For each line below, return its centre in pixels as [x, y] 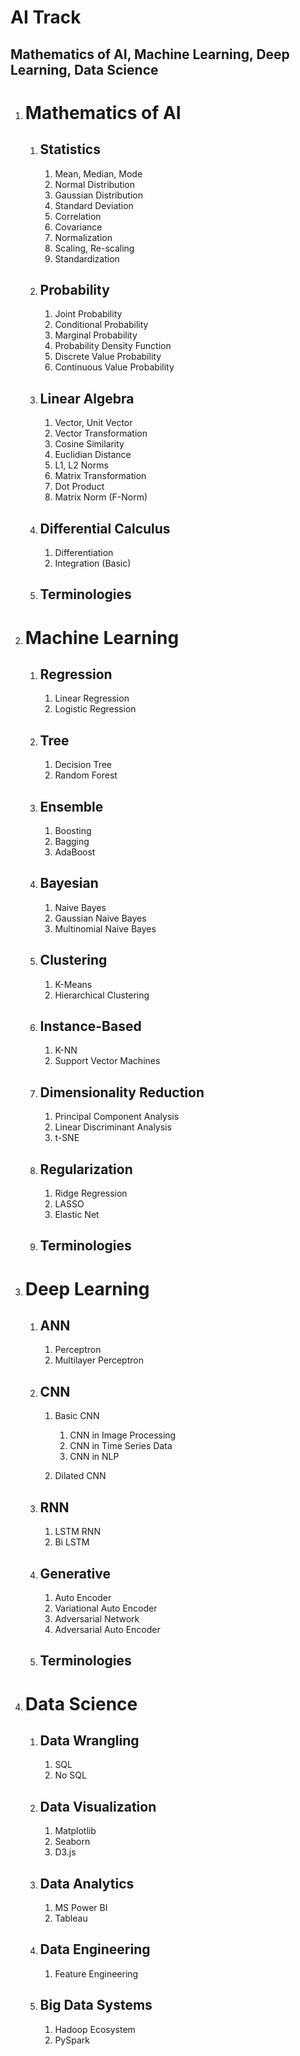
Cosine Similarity [89, 444]
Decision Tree [83, 765]
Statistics [70, 149]
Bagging [72, 842]
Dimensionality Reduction [122, 1092]
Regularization [86, 1169]
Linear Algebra [87, 398]
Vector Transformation [101, 433]
